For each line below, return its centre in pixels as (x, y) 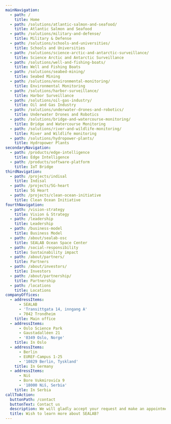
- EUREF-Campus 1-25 (40, 357)
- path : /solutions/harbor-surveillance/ (54, 91)
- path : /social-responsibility (44, 248)
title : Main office (35, 319)
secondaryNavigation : (28, 148)
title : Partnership (35, 281)
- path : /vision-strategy (37, 209)
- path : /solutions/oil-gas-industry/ (51, 100)
